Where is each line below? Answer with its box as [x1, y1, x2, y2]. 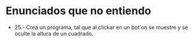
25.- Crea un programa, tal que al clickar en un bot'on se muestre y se [14, 24, 189, 31]
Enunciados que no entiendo [5, 4, 151, 18]
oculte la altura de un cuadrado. [14, 30, 94, 37]
